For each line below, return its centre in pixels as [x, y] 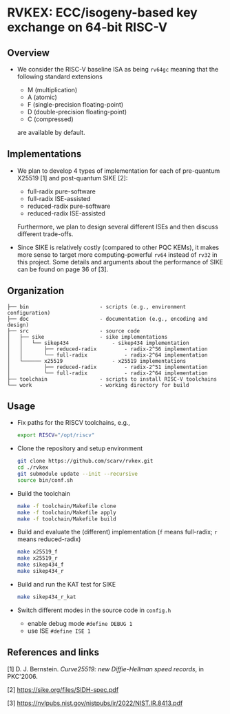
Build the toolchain [43, 493]
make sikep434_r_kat [46, 597]
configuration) [29, 313]
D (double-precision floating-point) [77, 112]
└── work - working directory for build [98, 385]
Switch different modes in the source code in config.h [94, 610]
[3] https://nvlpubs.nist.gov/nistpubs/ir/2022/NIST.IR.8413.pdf [95, 703]
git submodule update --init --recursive [77, 474]
